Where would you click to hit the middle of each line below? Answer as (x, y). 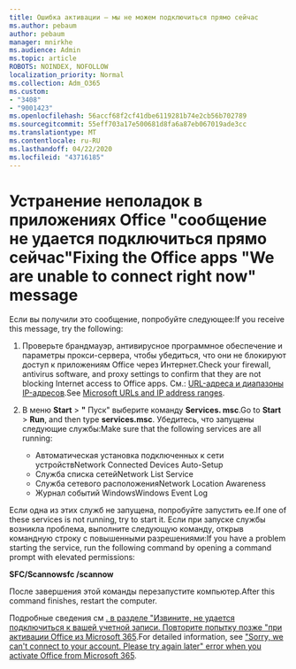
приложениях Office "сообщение (138, 220)
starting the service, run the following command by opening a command (140, 548)
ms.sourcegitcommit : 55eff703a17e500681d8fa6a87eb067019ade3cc (128, 125)
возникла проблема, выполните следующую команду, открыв (127, 529)
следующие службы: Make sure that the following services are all (141, 429)
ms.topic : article (43, 58)
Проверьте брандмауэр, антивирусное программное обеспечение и (152, 346)
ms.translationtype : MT (53, 133)
